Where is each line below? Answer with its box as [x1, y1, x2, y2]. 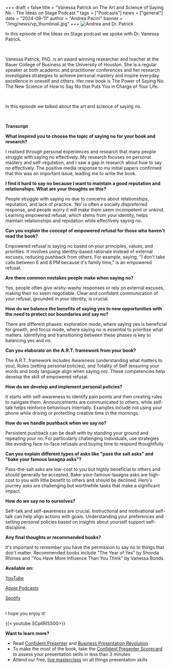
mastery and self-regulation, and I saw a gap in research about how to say [5, 159, 162, 165]
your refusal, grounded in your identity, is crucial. [5, 295, 109, 302]
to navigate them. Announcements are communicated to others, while [5, 399, 153, 405]
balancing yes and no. [5, 338, 52, 343]
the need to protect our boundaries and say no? [5, 311, 109, 317]
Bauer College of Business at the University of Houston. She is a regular [5, 62, 157, 67]
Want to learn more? [5, 630, 50, 636]
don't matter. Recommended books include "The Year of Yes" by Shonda [5, 550, 159, 555]
